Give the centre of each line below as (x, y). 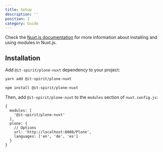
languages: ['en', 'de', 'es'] (46, 136)
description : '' (22, 14)
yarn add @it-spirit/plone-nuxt (38, 79)
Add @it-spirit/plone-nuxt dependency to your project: (62, 70)
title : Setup (19, 10)
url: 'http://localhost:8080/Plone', (53, 132)
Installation (23, 58)
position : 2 (17, 19)
